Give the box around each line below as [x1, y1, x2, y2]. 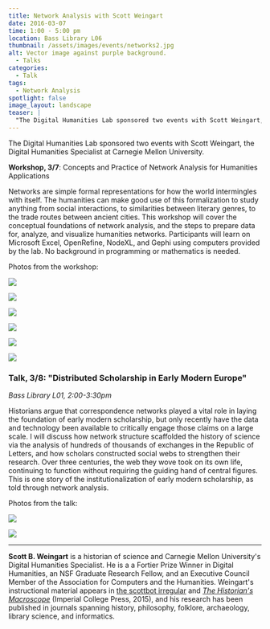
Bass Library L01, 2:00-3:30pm [8, 390, 112, 400]
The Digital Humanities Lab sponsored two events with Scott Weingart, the [8, 138, 255, 148]
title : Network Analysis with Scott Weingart [8, 11, 163, 20]
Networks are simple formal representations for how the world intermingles [8, 186, 257, 196]
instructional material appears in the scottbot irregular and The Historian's [8, 586, 254, 595]
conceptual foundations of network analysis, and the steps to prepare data [8, 220, 256, 230]
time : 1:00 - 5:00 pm [8, 27, 81, 35]
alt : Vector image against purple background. [8, 49, 167, 57]
